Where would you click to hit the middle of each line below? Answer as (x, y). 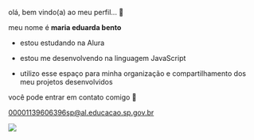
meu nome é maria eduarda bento (65, 27)
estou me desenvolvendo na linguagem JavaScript (103, 58)
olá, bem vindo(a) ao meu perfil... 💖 (66, 12)
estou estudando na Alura (62, 43)
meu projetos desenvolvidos (66, 82)
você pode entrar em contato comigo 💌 (72, 97)
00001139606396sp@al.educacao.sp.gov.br (81, 112)
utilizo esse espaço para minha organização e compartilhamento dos (133, 74)
